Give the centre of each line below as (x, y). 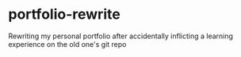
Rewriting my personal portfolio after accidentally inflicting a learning (121, 36)
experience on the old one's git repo (67, 44)
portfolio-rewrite (64, 14)
